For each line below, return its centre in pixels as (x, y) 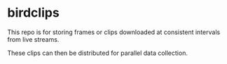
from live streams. (33, 39)
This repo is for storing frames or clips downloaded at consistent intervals (114, 32)
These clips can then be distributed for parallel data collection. (97, 53)
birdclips (33, 13)
